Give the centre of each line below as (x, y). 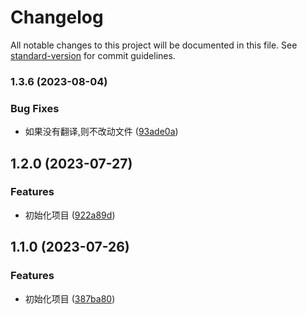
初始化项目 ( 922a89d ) (70, 215)
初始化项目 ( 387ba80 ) (70, 298)
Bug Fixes (35, 108)
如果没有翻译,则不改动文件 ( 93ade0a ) (101, 132)
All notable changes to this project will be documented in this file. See (154, 45)
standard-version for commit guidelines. (93, 55)
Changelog (57, 17)
